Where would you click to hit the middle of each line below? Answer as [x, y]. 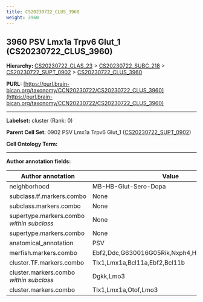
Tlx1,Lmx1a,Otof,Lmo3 [125, 290]
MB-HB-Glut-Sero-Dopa [129, 187]
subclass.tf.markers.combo [48, 196]
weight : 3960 [23, 18]
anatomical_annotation [41, 243]
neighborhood [30, 187]
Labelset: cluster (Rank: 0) [40, 121]
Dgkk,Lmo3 [109, 277]
